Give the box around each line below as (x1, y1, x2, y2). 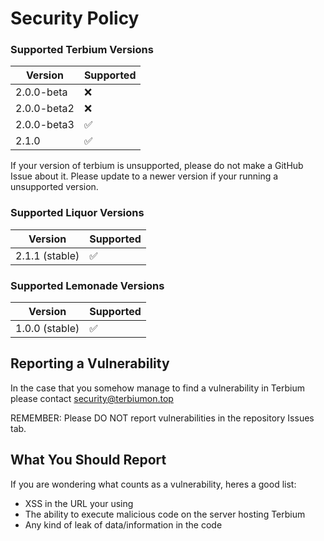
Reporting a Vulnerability (10, 355, 170, 372)
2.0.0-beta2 (15, 102, 75, 116)
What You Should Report (10, 452, 167, 469)
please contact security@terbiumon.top (10, 392, 174, 404)
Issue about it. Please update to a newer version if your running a (10, 170, 279, 182)
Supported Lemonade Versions (10, 278, 165, 292)
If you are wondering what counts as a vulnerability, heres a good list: (10, 478, 297, 490)
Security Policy (10, 7, 140, 30)
